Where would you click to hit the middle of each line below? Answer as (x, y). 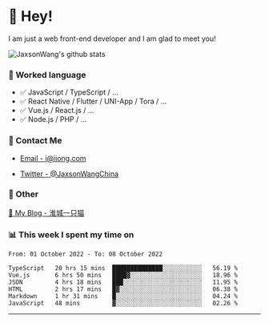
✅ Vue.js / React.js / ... (57, 111)
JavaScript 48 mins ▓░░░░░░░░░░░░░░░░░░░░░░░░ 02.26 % (123, 304)
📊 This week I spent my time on (71, 234)
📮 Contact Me (35, 141)
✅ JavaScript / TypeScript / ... (69, 92)
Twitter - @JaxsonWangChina (69, 174)
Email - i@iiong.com (53, 158)
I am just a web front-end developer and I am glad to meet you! (112, 38)
